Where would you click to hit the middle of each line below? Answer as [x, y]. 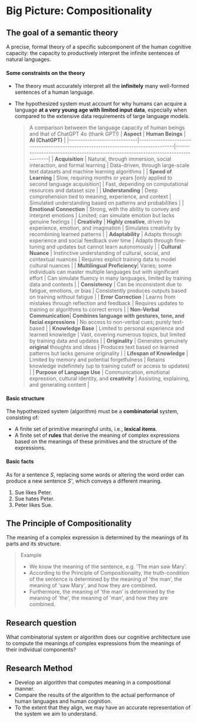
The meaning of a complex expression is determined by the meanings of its [97, 538]
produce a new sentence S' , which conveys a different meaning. [84, 481]
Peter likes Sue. [34, 505]
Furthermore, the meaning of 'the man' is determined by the [102, 592]
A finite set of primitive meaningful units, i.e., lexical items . [86, 429]
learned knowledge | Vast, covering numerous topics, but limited [107, 335]
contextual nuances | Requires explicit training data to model [103, 259]
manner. [25, 689]
